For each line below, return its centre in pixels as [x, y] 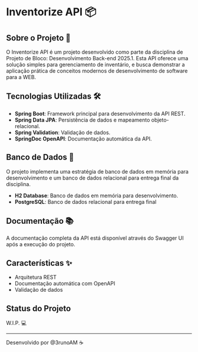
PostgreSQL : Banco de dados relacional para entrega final [85, 201]
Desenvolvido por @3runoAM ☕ [45, 343]
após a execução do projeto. [41, 245]
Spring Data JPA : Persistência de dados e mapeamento [82, 120]
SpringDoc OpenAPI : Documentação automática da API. [83, 138]
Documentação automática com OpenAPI [65, 283]
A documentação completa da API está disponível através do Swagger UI [95, 238]
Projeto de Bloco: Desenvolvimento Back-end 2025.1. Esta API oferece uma [97, 58]
